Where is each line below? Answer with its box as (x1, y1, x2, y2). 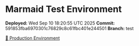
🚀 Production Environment (5, 35, 60, 41)
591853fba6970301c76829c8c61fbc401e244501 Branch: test (5, 25, 134, 31)
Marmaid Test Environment (5, 3, 122, 15)
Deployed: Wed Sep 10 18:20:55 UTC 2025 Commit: (5, 20, 115, 26)
